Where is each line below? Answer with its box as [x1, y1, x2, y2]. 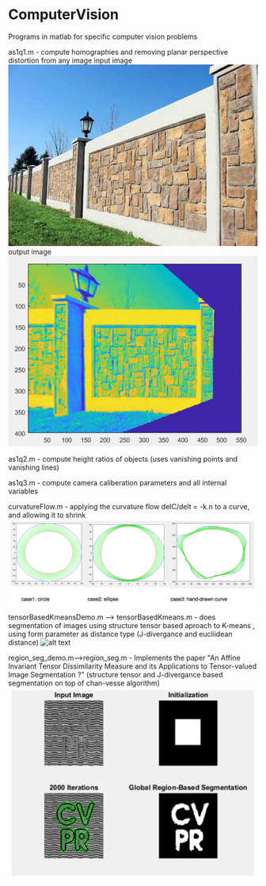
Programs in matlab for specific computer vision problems [8, 32, 198, 41]
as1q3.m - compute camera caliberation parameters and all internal [8, 478, 227, 488]
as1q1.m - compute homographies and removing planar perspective [8, 47, 228, 56]
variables [8, 486, 38, 497]
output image [8, 247, 51, 257]
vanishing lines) [8, 462, 59, 473]
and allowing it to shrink [8, 510, 86, 520]
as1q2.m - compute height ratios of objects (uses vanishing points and [8, 455, 238, 464]
